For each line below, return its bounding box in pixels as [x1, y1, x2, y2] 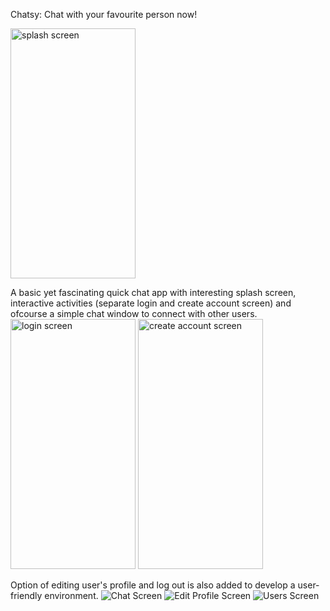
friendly [10, 590, 43, 601]
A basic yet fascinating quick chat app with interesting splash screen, [10, 287, 297, 298]
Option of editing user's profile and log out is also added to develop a [10, 579, 296, 591]
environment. [44, 590, 99, 601]
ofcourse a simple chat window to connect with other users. [10, 308, 258, 319]
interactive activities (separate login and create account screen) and [10, 297, 292, 309]
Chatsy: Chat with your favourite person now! [10, 9, 198, 20]
